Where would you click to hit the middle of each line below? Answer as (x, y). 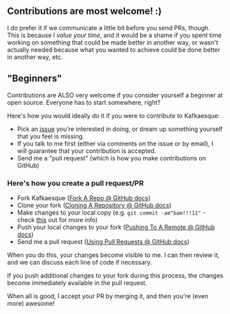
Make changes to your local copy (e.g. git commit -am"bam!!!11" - (111, 213)
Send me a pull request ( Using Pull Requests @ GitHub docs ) (103, 241)
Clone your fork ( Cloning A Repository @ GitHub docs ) (94, 205)
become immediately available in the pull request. (77, 282)
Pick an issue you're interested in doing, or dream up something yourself (120, 129)
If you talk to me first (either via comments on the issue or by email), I (115, 143)
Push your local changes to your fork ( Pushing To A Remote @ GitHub (116, 227)
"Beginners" (35, 78)
